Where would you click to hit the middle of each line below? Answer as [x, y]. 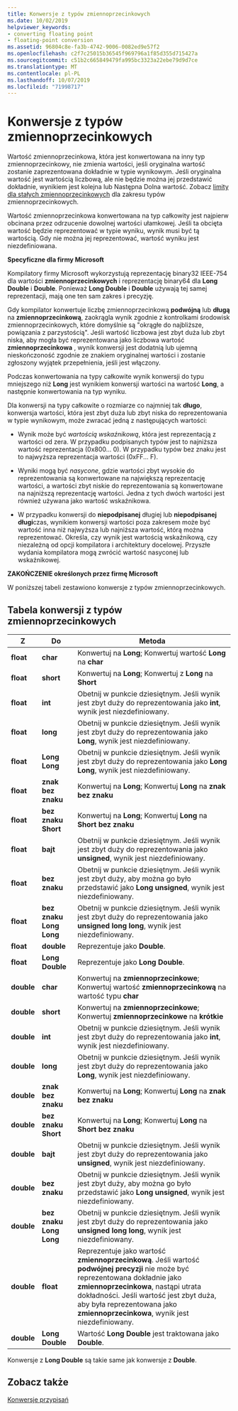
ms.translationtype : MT [42, 67]
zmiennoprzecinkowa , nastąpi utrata [140, 1286]
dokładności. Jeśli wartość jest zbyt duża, [147, 1295]
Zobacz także [38, 1382]
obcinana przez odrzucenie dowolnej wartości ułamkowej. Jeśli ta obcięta [115, 223]
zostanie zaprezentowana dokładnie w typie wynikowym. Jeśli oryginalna [114, 172]
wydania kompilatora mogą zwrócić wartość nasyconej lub [103, 552]
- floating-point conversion [50, 41]
